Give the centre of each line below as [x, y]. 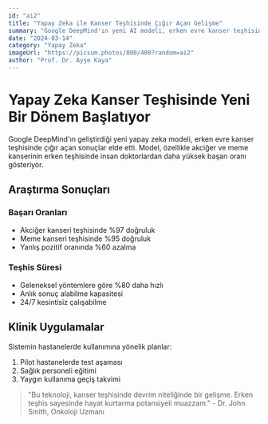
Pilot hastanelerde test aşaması [71, 362]
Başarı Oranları [38, 213]
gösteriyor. [26, 164]
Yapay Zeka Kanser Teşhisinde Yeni [129, 100]
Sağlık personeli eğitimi [58, 370]
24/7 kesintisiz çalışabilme [63, 302]
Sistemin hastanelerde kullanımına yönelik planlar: [90, 346]
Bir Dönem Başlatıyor [79, 117]
